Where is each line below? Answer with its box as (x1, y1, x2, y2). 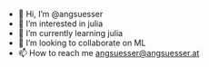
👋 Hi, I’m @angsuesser (17, 9, 104, 19)
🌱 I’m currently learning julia (17, 28, 124, 38)
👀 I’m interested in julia (17, 18, 104, 29)
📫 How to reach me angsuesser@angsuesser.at (17, 48, 200, 58)
